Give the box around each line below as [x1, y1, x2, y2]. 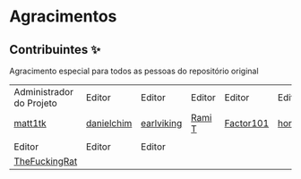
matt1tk [13, 117, 47, 129]
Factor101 [224, 117, 270, 129]
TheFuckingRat [13, 155, 78, 167]
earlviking [140, 117, 183, 129]
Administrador [13, 86, 74, 98]
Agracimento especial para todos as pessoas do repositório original [9, 65, 259, 76]
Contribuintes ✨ [9, 42, 101, 57]
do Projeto [13, 97, 58, 109]
